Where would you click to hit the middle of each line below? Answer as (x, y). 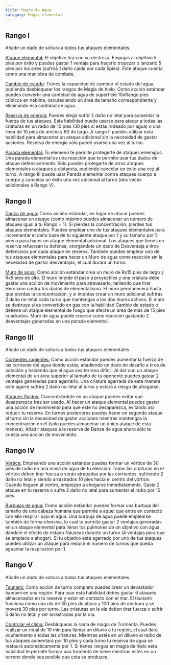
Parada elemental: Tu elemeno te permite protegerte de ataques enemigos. (84, 153)
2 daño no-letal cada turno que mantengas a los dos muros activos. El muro (85, 300)
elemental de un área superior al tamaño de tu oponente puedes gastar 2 (82, 376)
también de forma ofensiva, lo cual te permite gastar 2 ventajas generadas (83, 521)
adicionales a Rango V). (30, 185)
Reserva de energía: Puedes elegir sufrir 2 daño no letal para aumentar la (82, 116)
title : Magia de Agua (28, 10)
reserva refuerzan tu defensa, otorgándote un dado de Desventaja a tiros (82, 246)
